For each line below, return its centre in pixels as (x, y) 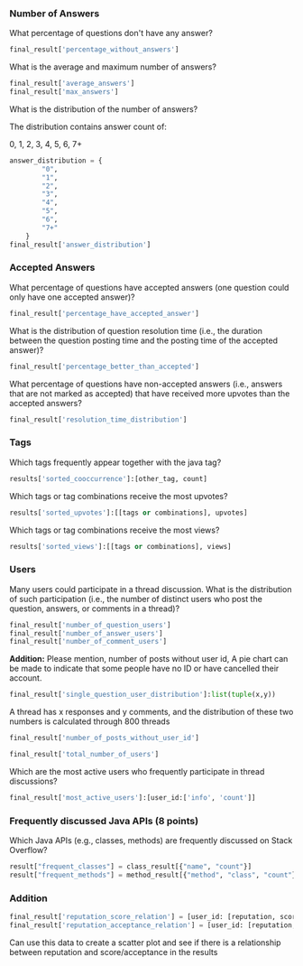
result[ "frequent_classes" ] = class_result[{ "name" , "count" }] (131, 867)
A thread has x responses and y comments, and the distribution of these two (151, 712)
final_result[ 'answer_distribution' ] (80, 245)
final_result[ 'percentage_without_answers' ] (94, 50)
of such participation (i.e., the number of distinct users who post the (136, 599)
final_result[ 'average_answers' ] (72, 84)
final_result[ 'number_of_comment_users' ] (88, 642)
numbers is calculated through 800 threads (90, 721)
